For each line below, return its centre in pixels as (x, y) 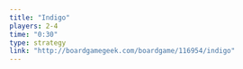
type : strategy (38, 43)
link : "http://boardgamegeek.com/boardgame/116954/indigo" (122, 51)
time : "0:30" (34, 34)
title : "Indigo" (40, 17)
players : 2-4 (34, 26)
